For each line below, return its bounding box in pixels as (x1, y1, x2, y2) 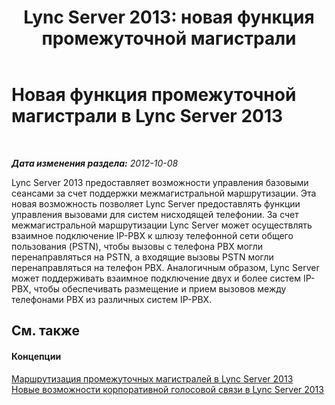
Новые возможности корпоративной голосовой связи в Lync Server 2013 (11, 383, 324, 395)
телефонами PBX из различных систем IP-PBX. (11, 293, 213, 305)
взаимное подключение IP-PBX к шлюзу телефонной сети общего (11, 229, 294, 241)
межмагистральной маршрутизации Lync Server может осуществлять (11, 219, 313, 231)
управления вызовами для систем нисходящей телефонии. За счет (11, 208, 299, 220)
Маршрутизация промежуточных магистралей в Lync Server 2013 (11, 372, 294, 385)
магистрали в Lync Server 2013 (11, 105, 284, 128)
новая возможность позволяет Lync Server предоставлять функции (11, 197, 301, 210)
